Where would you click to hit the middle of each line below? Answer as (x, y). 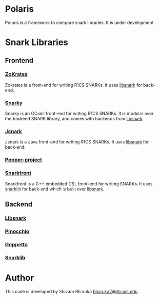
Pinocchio (17, 231)
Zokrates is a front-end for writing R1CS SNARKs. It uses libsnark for (74, 85)
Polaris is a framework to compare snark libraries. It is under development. (80, 23)
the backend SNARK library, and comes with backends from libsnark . (74, 119)
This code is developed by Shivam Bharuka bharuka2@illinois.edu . (72, 291)
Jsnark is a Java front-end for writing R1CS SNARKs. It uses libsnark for (77, 142)
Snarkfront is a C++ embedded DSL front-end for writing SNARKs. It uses (79, 184)
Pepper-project (24, 160)
